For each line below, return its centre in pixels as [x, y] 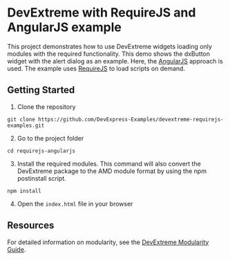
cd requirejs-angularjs [41, 151]
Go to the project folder [50, 138]
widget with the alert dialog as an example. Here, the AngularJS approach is [115, 61]
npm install [24, 191]
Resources [31, 226]
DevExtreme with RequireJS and [102, 13]
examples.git [26, 126]
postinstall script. [42, 178]
